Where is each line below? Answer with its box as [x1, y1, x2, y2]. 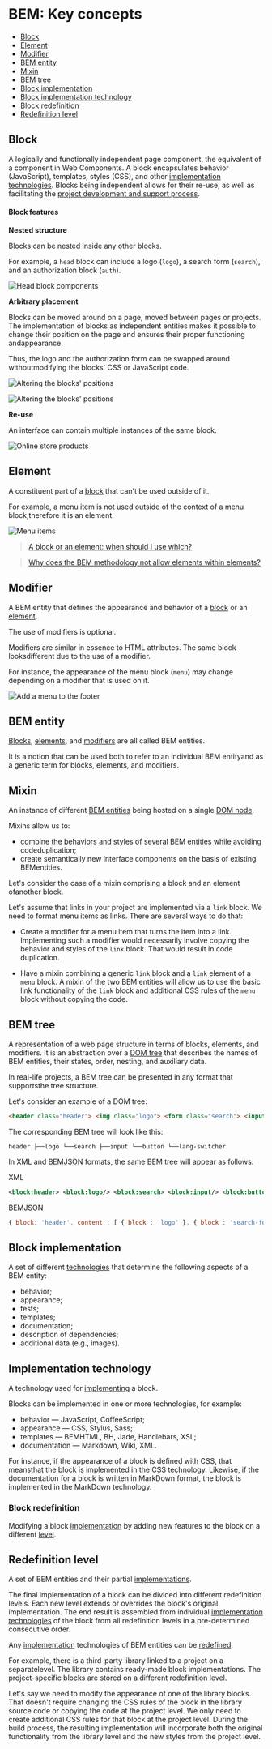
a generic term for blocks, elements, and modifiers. [8, 760, 180, 770]
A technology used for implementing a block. [8, 1383, 159, 1393]
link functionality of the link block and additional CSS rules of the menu [19, 986, 256, 995]
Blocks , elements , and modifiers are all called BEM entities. [8, 736, 205, 746]
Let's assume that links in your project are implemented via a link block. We [8, 903, 263, 913]
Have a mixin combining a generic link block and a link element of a [19, 969, 251, 978]
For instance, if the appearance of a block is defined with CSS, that [8, 1456, 232, 1466]
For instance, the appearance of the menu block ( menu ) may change [8, 666, 233, 677]
